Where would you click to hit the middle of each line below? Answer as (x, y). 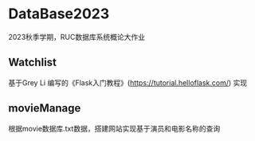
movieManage (45, 108)
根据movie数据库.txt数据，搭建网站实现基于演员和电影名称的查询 (114, 128)
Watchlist (33, 63)
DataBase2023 (59, 14)
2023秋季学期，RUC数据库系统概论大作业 (77, 37)
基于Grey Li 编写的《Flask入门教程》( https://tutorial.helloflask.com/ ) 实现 (128, 82)
